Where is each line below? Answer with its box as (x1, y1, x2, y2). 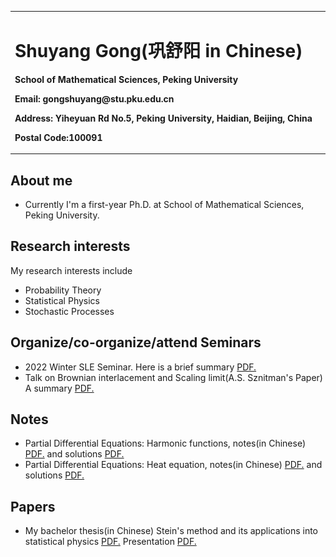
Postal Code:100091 (14, 131, 103, 143)
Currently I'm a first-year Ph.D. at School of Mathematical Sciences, (24, 199, 305, 210)
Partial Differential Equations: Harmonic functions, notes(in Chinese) (24, 437, 307, 450)
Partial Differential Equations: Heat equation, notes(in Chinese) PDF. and (24, 459, 323, 471)
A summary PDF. (24, 382, 95, 394)
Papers (10, 498, 56, 515)
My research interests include (10, 264, 133, 276)
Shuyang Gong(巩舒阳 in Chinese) (14, 39, 303, 62)
